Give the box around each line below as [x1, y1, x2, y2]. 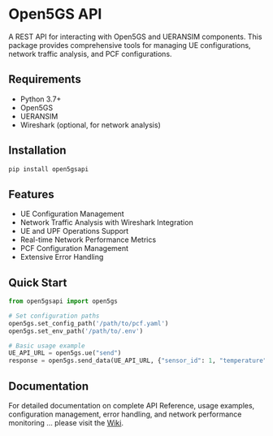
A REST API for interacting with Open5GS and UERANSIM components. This [8, 32, 262, 41]
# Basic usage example [8, 342, 85, 350]
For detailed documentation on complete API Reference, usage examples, [8, 401, 255, 410]
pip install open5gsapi [8, 165, 89, 173]
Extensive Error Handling [19, 253, 104, 262]
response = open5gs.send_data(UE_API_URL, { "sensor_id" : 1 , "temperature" [8, 356, 267, 365]
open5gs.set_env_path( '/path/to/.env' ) [8, 326, 144, 335]
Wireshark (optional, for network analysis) [19, 119, 161, 130]
